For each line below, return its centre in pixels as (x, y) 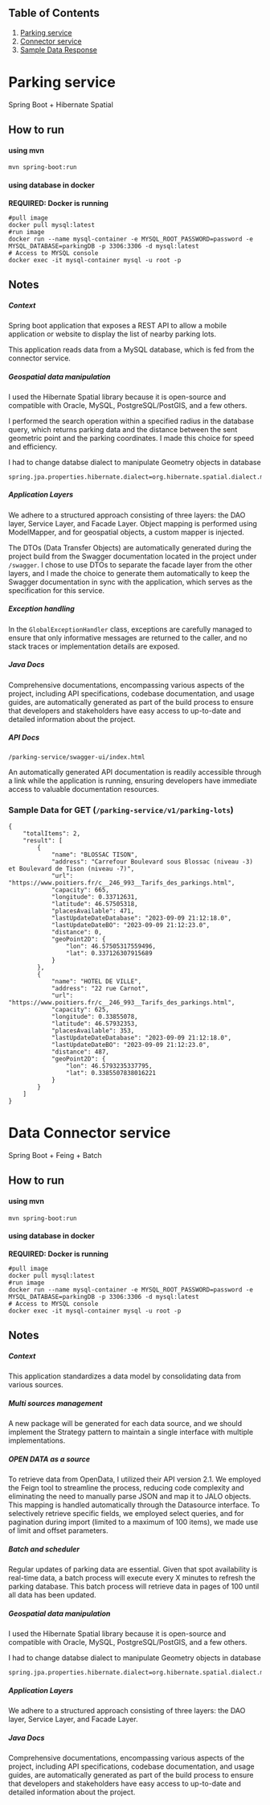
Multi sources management (55, 1403)
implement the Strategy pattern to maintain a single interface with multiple (131, 1432)
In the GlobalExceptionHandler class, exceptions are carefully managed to (130, 629)
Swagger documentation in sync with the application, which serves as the (131, 582)
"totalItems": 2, (52, 834)
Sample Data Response (59, 49)
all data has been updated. (52, 1595)
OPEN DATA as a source (49, 1459)
